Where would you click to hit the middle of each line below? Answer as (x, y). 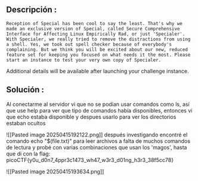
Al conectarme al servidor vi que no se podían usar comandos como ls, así (98, 104)
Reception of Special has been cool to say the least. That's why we (95, 23)
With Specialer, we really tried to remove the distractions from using (98, 39)
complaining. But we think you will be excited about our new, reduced (97, 49)
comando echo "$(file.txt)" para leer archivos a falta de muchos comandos (98, 141)
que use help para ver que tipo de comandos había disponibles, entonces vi (99, 110)
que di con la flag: (28, 154)
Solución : (25, 90)
